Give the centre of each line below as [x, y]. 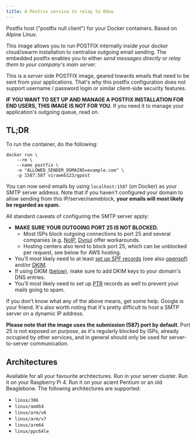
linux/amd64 [29, 407]
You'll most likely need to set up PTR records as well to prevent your [97, 284]
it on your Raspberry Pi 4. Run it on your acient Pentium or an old [84, 382]
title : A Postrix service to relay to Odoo [60, 11]
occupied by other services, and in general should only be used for [87, 338]
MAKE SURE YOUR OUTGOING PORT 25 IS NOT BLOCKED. [86, 228]
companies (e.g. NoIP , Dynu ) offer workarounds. [82, 240]
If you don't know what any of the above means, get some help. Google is [95, 301]
